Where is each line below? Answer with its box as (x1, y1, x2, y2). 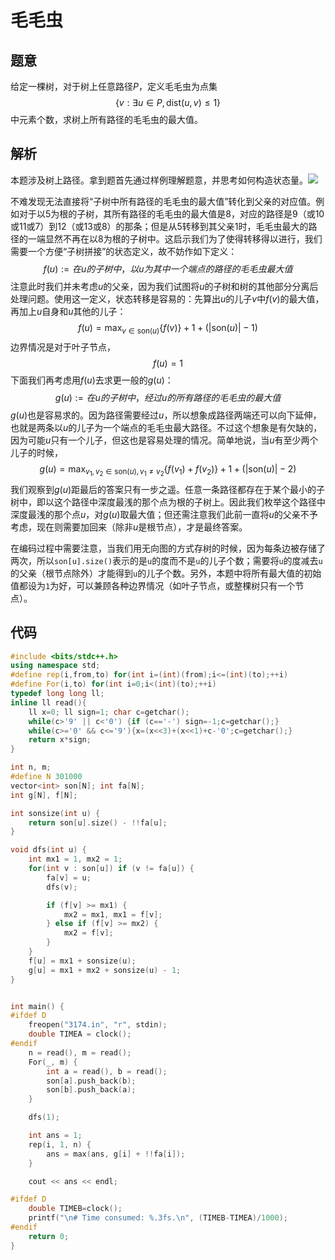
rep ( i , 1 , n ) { (28, 1139, 92, 1150)
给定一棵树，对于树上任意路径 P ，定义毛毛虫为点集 (10, 81, 218, 92)
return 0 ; (28, 1231, 70, 1241)
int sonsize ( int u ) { (10, 808, 101, 818)
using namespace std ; (10, 661, 101, 671)
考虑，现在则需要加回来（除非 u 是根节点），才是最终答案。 (10, 521, 248, 533)
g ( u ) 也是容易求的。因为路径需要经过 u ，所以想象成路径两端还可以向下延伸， (10, 409, 322, 421)
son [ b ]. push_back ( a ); (46, 1085, 137, 1095)
